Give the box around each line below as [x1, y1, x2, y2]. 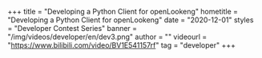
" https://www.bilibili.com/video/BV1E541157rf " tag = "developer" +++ [7, 41, 236, 50]
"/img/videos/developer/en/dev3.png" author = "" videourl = [7, 32, 208, 41]
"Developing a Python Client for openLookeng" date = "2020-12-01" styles [7, 15, 254, 25]
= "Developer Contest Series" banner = [7, 24, 138, 33]
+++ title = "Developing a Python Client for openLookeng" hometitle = [7, 7, 238, 16]
